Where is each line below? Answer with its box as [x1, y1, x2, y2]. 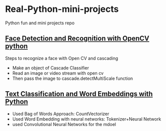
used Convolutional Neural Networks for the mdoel [12, 121, 116, 127]
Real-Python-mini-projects [5, 3, 119, 15]
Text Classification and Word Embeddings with [5, 90, 153, 98]
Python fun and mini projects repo [5, 20, 75, 26]
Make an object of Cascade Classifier [12, 65, 89, 70]
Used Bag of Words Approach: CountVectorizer [12, 111, 110, 117]
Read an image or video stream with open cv [12, 70, 104, 76]
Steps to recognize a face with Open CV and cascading [5, 55, 118, 61]
